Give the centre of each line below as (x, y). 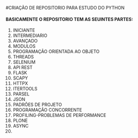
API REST (23, 67)
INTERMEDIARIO (30, 35)
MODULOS (24, 46)
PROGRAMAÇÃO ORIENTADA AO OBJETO (56, 51)
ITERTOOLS (25, 89)
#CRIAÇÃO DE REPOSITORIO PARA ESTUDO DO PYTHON (65, 8)
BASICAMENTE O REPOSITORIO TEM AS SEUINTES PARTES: (69, 19)
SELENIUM (24, 62)
